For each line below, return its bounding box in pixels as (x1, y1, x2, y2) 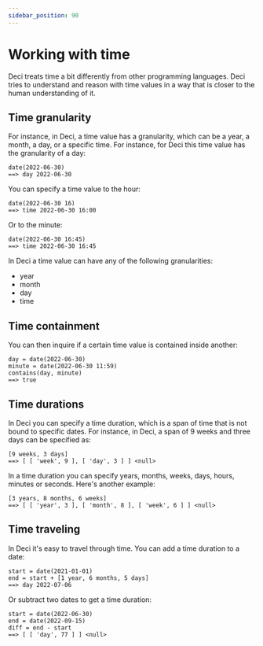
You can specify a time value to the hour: (8, 184, 141, 194)
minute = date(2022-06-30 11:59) (8, 363, 118, 371)
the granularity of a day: (8, 149, 86, 158)
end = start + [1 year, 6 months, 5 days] (8, 574, 149, 582)
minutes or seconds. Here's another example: (8, 479, 155, 489)
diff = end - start (8, 623, 72, 632)
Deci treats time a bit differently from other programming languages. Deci (8, 72, 246, 81)
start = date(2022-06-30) (8, 610, 93, 618)
